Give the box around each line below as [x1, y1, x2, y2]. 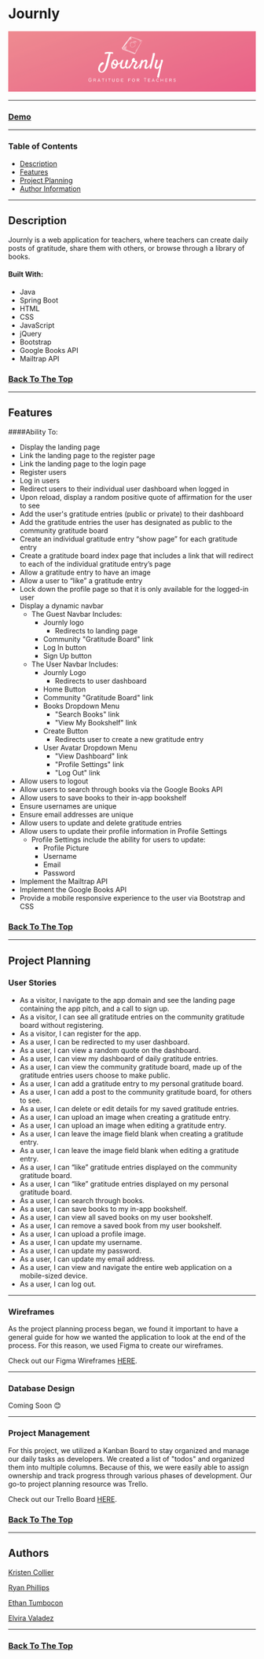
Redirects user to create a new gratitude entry [54, 734, 204, 743]
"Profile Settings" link [54, 759, 124, 769]
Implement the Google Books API [19, 885, 127, 894]
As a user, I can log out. [19, 1279, 97, 1289]
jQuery [19, 328, 42, 338]
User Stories [8, 978, 57, 989]
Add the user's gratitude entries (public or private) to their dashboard [19, 508, 244, 519]
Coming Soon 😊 [8, 1400, 61, 1411]
